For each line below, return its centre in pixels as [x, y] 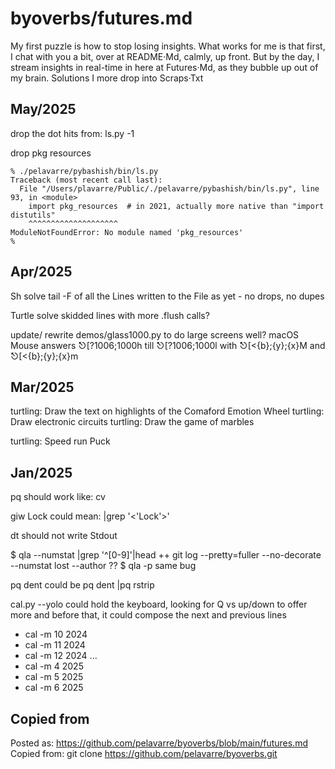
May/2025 [43, 109]
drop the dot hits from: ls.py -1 [72, 133]
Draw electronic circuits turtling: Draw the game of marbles [132, 422]
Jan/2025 [41, 472]
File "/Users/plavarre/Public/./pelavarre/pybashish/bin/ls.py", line [169, 188]
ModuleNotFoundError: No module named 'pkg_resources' [127, 232]
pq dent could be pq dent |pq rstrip [82, 585]
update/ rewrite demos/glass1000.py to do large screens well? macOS [155, 334]
